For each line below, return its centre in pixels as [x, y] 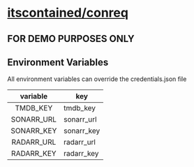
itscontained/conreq [68, 13]
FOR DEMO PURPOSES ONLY [71, 39]
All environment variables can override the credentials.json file [97, 79]
